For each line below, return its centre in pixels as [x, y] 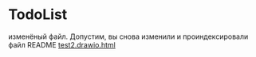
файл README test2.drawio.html [62, 44]
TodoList [38, 15]
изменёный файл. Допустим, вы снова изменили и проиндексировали [128, 36]
